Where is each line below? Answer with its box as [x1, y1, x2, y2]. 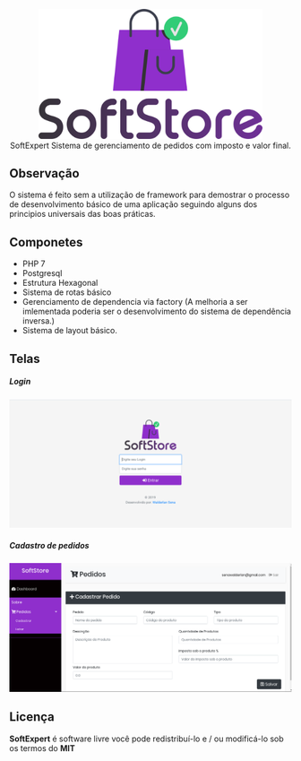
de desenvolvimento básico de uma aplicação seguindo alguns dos [9, 199, 258, 210]
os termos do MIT [9, 742, 76, 753]
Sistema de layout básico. [21, 325, 118, 336]
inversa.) [21, 316, 56, 326]
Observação [9, 166, 80, 181]
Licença [9, 709, 56, 725]
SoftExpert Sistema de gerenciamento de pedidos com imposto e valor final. [10, 140, 291, 151]
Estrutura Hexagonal [21, 278, 99, 289]
